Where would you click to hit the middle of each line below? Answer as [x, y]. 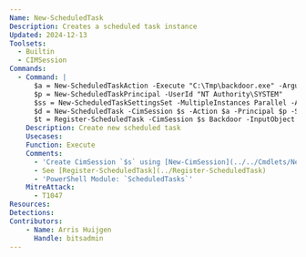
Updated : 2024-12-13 [49, 35]
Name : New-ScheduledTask [56, 18]
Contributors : [36, 221]
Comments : [45, 153]
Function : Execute [61, 145]
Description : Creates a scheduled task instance [103, 26]
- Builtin [36, 52]
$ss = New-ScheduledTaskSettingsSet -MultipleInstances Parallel [160, 103]
